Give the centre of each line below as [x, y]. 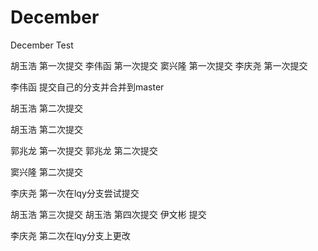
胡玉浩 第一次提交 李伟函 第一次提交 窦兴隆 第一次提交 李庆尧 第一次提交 [159, 65]
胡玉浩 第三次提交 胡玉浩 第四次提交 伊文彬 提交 [108, 214]
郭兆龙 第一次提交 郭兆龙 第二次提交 [84, 150]
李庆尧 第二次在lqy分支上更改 [70, 235]
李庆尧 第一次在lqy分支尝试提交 [75, 193]
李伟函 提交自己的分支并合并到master [87, 87]
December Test [42, 45]
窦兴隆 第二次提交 [46, 172]
